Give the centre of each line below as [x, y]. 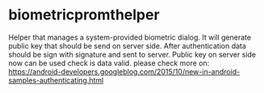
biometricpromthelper [84, 15]
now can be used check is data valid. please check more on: [109, 63]
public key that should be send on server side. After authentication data [127, 45]
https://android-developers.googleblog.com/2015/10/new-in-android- [124, 71]
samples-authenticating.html [56, 80]
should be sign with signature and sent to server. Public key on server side [132, 54]
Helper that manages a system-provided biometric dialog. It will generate [130, 37]
